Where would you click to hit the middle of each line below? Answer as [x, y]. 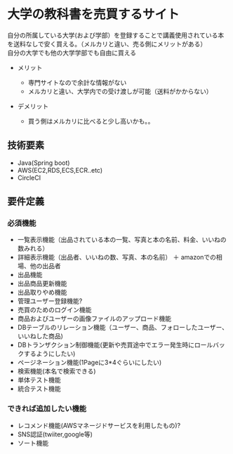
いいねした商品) [40, 336]
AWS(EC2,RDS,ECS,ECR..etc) [60, 170]
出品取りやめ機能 [42, 293]
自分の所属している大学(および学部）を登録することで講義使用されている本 [116, 35]
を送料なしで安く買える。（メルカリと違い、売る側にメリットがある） [107, 44]
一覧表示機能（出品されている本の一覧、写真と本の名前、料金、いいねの [122, 240]
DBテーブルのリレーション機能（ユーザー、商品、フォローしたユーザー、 [123, 328]
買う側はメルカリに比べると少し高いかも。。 [91, 121]
